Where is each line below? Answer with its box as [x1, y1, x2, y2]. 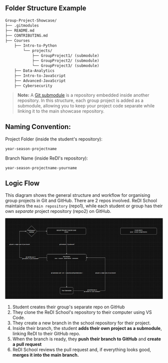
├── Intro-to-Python [14, 43, 57, 48]
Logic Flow [5, 179, 40, 188]
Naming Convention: [5, 123, 71, 131]
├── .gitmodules [5, 23, 39, 28]
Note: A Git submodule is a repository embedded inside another [17, 92, 149, 98]
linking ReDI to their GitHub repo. [12, 330, 80, 336]
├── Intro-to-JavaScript [14, 73, 66, 78]
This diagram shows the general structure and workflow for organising [5, 192, 150, 198]
